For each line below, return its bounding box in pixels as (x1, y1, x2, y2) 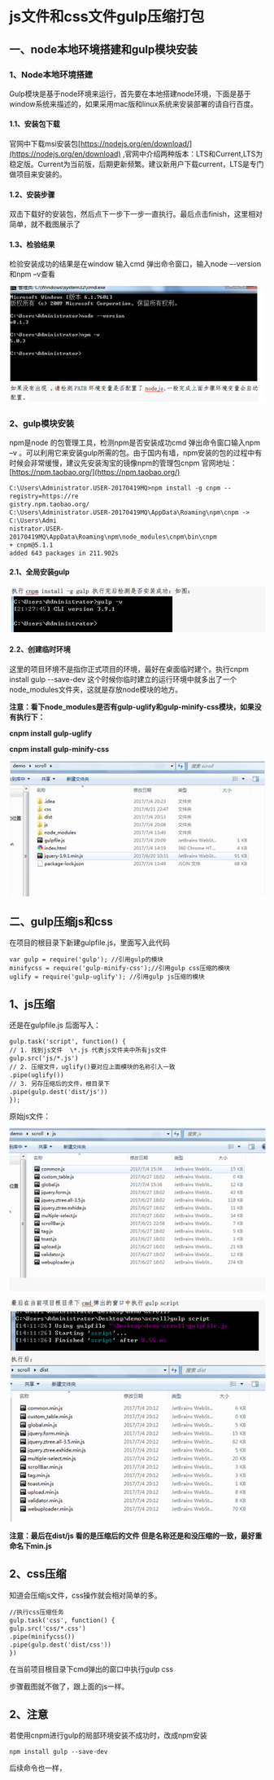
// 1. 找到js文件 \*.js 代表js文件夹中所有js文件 (9, 1046, 167, 1055)
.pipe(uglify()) (9, 1071, 64, 1079)
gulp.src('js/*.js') (9, 1054, 80, 1063)
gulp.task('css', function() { (9, 1616, 115, 1624)
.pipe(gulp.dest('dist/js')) (9, 1088, 108, 1097)
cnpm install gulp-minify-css (9, 744, 110, 754)
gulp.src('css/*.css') (9, 1624, 86, 1633)
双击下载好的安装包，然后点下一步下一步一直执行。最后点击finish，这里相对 (9, 209, 263, 219)
